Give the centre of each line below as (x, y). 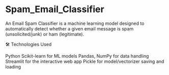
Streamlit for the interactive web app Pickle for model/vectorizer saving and (85, 61)
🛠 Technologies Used (29, 44)
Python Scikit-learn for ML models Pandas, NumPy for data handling (77, 56)
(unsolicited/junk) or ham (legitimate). (45, 34)
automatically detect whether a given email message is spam (69, 28)
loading (13, 66)
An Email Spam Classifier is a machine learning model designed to (75, 23)
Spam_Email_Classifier (55, 9)
